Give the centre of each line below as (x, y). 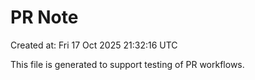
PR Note (44, 17)
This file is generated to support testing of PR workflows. (127, 64)
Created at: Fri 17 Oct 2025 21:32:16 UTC (94, 45)
